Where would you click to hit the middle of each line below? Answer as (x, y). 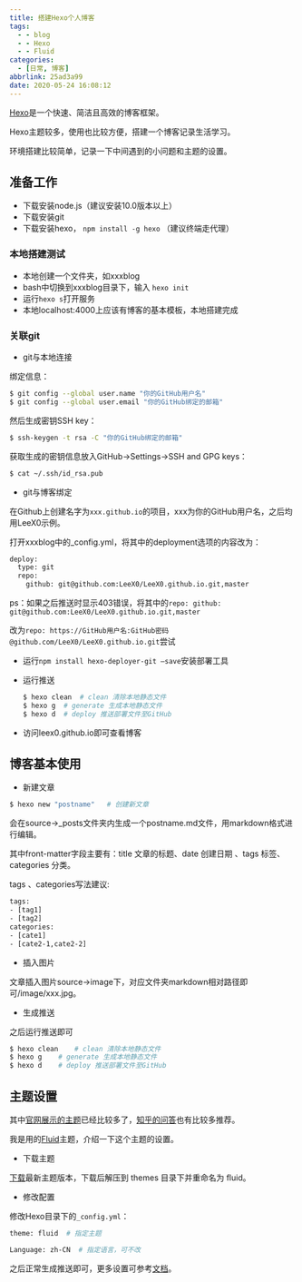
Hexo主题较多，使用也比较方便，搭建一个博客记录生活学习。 (122, 132)
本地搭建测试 (38, 254)
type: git (36, 567)
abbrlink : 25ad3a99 (46, 77)
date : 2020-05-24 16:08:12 (60, 85)
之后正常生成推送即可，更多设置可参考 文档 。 (93, 1268)
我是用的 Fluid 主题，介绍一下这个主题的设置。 (94, 1139)
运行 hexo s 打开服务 (58, 298)
